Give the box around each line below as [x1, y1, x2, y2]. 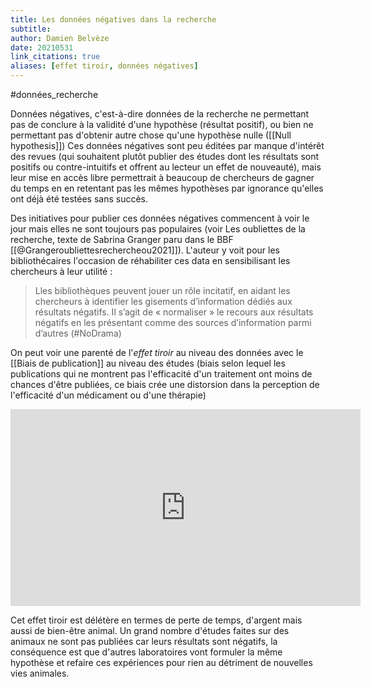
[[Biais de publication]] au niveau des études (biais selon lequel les [10, 357, 286, 369]
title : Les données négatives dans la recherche [10, 14, 217, 25]
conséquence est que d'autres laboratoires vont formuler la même [10, 646, 283, 658]
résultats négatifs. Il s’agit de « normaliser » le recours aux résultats [34, 306, 314, 318]
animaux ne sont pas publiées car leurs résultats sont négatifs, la [10, 636, 278, 647]
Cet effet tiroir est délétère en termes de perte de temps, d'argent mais [10, 614, 303, 626]
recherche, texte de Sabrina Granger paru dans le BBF [10, 234, 234, 245]
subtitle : [10, 24, 52, 34]
